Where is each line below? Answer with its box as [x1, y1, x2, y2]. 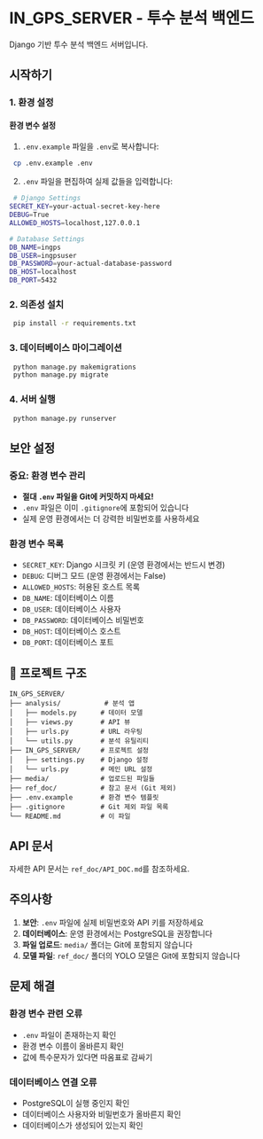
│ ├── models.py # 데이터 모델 [9, 708, 143, 718]
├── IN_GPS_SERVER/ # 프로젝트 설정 [9, 746, 149, 755]
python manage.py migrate [12, 371, 109, 379]
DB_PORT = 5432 [9, 276, 58, 285]
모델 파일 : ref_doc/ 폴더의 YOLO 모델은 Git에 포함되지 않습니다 [21, 950, 241, 961]
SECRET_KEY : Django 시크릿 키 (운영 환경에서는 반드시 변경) [21, 559, 226, 570]
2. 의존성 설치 [9, 299, 65, 310]
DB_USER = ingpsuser [9, 251, 77, 260]
